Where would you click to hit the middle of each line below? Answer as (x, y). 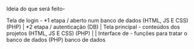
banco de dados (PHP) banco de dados (56, 40)
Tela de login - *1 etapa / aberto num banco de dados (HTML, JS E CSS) (97, 20)
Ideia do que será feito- (36, 9)
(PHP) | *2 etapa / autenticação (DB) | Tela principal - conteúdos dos (93, 27)
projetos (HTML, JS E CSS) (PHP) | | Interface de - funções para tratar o (97, 33)
